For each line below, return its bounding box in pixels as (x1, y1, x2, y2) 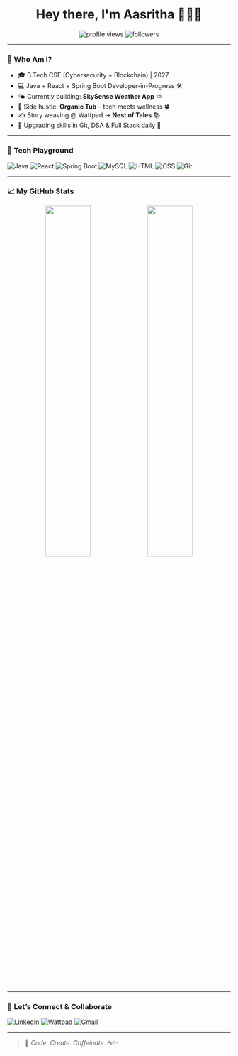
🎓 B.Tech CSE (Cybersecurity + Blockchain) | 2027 (17, 71, 169, 80)
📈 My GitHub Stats (7, 186, 74, 196)
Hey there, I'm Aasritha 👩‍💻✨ (35, 6, 203, 23)
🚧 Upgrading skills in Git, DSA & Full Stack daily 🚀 (17, 121, 161, 130)
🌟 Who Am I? (7, 54, 52, 64)
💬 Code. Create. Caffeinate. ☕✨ (24, 1039, 118, 1047)
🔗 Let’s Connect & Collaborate (7, 1001, 112, 1011)
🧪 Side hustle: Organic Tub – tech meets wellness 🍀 (17, 102, 170, 111)
